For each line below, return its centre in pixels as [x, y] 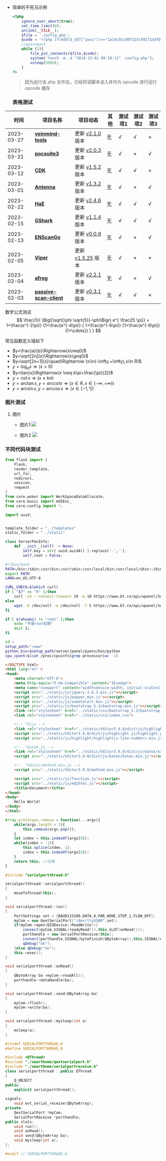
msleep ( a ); [25, 1030]
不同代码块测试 [23, 449]
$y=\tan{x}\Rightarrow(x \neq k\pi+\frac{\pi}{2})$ [63, 373]
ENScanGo [47, 237]
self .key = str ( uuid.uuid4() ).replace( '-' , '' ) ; [75, 551]
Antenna [45, 187]
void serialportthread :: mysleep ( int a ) [46, 1021]
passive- [45, 291]
